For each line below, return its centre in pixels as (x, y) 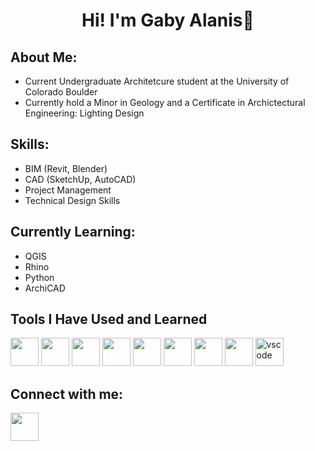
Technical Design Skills (72, 200)
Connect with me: (67, 394)
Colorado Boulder (61, 92)
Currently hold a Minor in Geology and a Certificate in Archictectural (165, 102)
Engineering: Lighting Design (84, 113)
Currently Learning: (73, 232)
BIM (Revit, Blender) (66, 168)
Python (39, 277)
